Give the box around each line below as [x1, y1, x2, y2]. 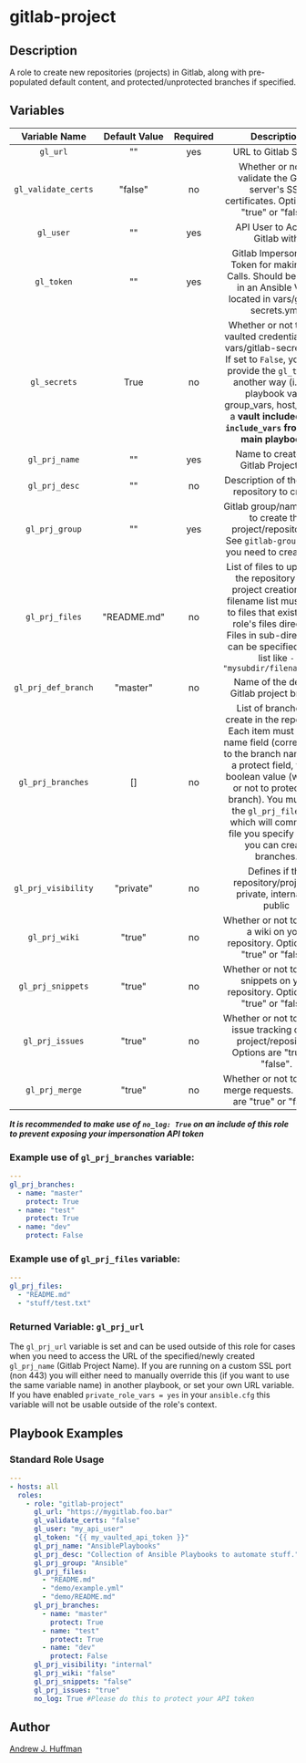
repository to [232, 485, 289, 498]
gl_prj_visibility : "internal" [33, 1660, 153, 1670]
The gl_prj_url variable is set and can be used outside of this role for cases [9, 1341, 296, 1352]
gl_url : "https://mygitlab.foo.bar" [33, 1508, 173, 1517]
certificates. [224, 194, 276, 207]
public [262, 898, 290, 911]
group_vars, [224, 399, 275, 411]
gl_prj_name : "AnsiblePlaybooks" [33, 1541, 161, 1550]
